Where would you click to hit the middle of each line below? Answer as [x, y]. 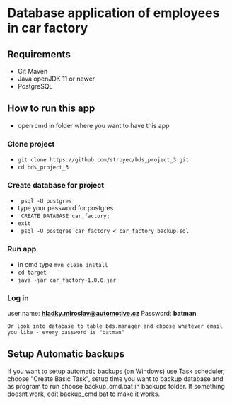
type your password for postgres [65, 208]
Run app [22, 249]
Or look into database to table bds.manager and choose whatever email [115, 326]
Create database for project [56, 186]
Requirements [39, 54]
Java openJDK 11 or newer [56, 79]
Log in [18, 297]
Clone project [31, 144]
